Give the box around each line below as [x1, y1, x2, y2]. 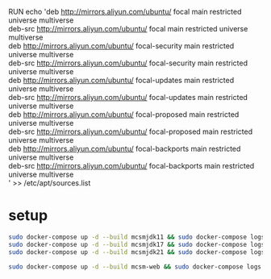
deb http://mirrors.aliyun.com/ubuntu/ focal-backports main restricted [8, 144, 241, 153]
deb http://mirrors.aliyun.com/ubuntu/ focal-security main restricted [8, 41, 235, 51]
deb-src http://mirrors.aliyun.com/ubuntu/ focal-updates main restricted [8, 93, 248, 102]
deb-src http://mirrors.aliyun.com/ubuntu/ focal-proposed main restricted [8, 127, 252, 136]
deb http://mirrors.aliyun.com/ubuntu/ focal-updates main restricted [8, 76, 235, 85]
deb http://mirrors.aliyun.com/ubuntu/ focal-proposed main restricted [8, 110, 240, 119]
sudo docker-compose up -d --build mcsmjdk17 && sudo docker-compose [8, 240, 248, 248]
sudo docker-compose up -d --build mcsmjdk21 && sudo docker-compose [8, 248, 248, 256]
